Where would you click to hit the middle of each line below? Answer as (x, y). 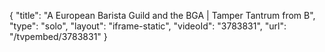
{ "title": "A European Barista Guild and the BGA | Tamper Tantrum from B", (162, 15)
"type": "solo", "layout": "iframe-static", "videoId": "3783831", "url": (148, 26)
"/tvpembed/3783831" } (58, 36)
